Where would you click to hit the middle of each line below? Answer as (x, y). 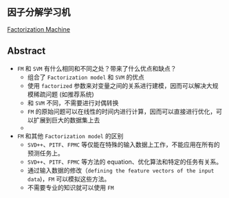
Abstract (26, 51)
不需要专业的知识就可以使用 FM (70, 187)
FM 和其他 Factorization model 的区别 (70, 135)
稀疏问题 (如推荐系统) (64, 94)
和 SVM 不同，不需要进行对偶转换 (73, 102)
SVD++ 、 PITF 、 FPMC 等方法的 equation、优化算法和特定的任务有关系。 (125, 162)
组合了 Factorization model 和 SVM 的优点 (86, 77)
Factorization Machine (39, 29)
